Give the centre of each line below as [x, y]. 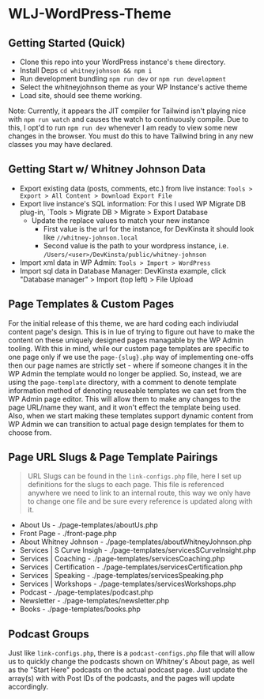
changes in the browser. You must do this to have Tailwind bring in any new [131, 136]
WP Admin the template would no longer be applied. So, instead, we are [125, 373]
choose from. [30, 433]
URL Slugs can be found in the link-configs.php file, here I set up [135, 476]
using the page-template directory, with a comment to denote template [123, 382]
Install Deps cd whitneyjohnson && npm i [86, 70]
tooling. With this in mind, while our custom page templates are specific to [129, 348]
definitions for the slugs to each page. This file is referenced [126, 485]
